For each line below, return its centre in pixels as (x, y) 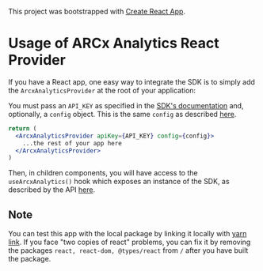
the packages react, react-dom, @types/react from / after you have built (128, 250)
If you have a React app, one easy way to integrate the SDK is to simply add (132, 81)
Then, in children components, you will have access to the (103, 173)
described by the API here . (52, 190)
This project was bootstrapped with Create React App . (97, 11)
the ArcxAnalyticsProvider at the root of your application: (102, 90)
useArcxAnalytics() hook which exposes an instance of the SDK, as (119, 182)
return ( (23, 128)
